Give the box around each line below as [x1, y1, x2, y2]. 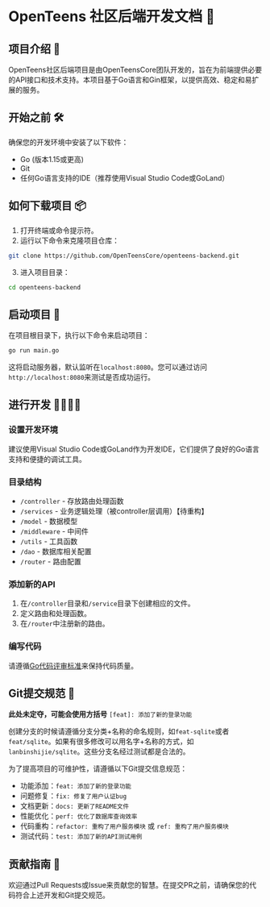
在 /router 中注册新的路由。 [19, 618, 110, 629]
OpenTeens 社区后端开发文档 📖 [8, 7, 215, 26]
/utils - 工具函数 [19, 537, 78, 547]
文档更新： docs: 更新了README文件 [19, 801, 130, 811]
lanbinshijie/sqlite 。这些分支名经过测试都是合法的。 [8, 747, 191, 756]
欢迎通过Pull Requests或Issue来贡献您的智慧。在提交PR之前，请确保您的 [8, 880, 250, 890]
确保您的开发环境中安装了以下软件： [8, 137, 129, 147]
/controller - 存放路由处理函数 [19, 497, 124, 506]
